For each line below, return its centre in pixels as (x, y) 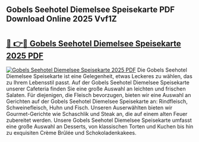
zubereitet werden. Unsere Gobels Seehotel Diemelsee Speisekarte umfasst (99, 120)
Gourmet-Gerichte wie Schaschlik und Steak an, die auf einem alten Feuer (97, 114)
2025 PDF (25, 56)
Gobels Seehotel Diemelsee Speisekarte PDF (91, 10)
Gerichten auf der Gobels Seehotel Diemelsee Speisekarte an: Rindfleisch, (97, 101)
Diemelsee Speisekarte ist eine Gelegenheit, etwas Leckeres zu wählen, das (99, 76)
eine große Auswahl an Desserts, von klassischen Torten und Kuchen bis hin (100, 126)
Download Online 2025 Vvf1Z (61, 19)
